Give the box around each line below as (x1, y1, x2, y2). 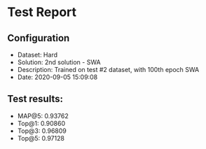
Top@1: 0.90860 (17, 119, 65, 127)
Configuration (7, 32, 70, 44)
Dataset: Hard (17, 50, 58, 59)
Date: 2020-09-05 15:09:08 (17, 73, 98, 81)
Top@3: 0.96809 (17, 127, 67, 135)
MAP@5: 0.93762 (17, 111, 69, 120)
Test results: (7, 93, 64, 105)
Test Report (7, 4, 77, 20)
